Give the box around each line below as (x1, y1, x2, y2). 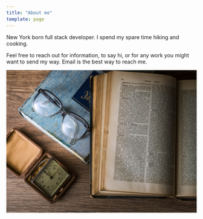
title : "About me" (6, 10, 53, 16)
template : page (6, 16, 45, 22)
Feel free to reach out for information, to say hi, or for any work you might (6, 51, 189, 59)
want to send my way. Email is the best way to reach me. (6, 58, 147, 65)
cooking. (6, 40, 28, 47)
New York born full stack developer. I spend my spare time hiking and (6, 33, 179, 40)
